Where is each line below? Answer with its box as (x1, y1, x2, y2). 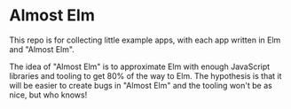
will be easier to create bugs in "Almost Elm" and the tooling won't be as (9, 80, 272, 90)
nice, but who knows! (9, 90, 88, 100)
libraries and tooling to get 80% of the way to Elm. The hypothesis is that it (9, 70, 282, 81)
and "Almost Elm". (9, 43, 75, 54)
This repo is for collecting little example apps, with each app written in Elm (9, 35, 281, 45)
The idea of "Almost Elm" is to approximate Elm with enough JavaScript (9, 61, 271, 72)
